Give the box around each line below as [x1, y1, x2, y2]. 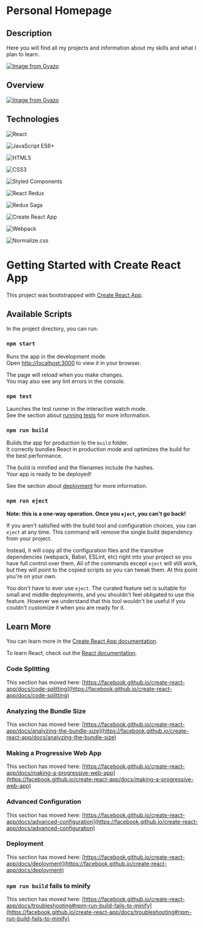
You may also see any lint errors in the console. [6, 377, 125, 385]
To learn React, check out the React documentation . [6, 650, 137, 657]
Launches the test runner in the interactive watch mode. [6, 405, 148, 412]
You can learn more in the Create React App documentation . [6, 637, 158, 645]
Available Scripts [6, 309, 72, 319]
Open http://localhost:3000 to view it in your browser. [6, 359, 142, 366]
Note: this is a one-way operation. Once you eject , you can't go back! [6, 510, 186, 517]
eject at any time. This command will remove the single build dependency [6, 528, 193, 535]
